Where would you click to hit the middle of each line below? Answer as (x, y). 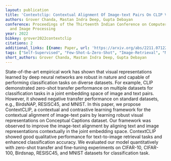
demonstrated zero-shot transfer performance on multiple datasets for (79, 88)
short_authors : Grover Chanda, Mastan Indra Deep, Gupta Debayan (76, 57)
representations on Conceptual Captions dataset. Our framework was (78, 121)
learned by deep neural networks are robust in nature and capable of (78, 77)
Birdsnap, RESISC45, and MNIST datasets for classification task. (82, 153)
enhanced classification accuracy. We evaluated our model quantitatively (82, 142)
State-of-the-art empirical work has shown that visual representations (79, 72)
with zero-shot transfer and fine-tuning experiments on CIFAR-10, (74, 148)
